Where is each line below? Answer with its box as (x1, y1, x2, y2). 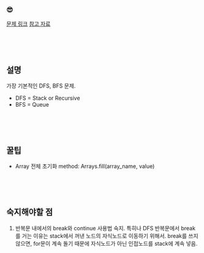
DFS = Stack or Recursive (15, 94, 81, 102)
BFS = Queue (15, 101, 49, 108)
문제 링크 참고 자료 (6, 20, 51, 28)
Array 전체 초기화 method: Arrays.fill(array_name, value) (15, 162, 155, 170)
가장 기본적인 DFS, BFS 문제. (6, 82, 76, 89)
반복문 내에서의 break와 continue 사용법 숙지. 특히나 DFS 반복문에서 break (15, 224, 196, 232)
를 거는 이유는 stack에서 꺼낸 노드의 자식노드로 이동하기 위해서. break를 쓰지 (15, 232, 198, 240)
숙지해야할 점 (6, 207, 53, 217)
